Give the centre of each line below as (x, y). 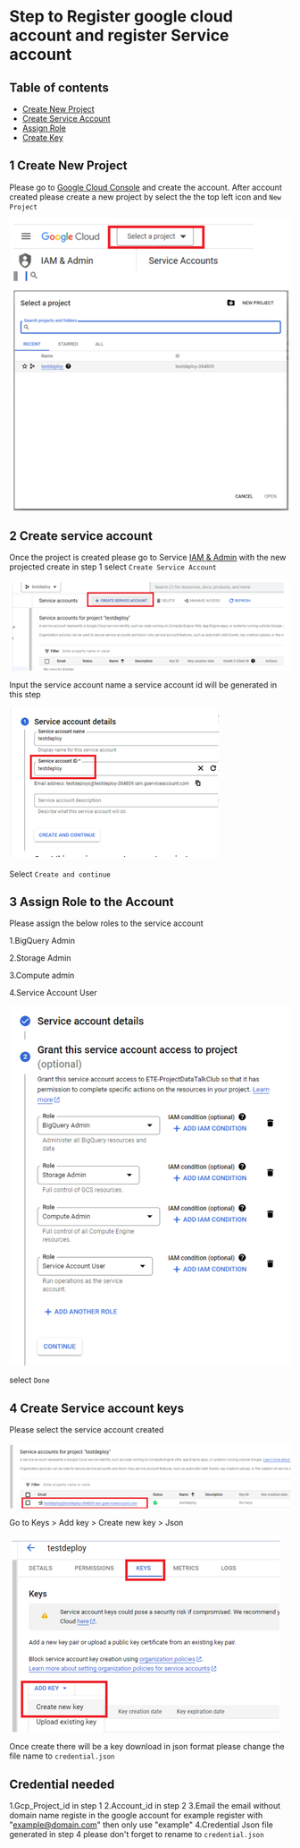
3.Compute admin (42, 975)
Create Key (43, 137)
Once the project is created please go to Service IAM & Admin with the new (148, 558)
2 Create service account (81, 536)
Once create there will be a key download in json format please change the (147, 1747)
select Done (30, 1380)
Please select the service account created (87, 1430)
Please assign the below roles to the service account (106, 923)
